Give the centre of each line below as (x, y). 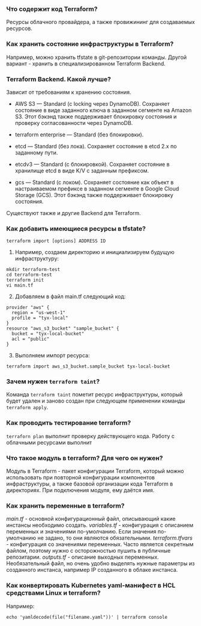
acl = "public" (31, 339)
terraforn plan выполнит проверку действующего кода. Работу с (91, 436)
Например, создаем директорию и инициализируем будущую (95, 252)
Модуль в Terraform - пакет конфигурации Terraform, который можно (95, 471)
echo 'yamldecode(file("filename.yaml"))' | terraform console (87, 617)
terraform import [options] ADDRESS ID (56, 241)
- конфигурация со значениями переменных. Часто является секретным (100, 544)
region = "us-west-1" (39, 313)
